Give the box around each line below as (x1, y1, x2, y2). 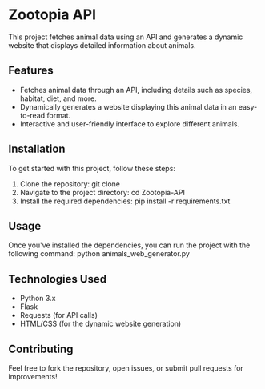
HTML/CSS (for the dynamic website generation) (19, 319, 182, 329)
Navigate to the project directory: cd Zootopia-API (19, 187, 186, 197)
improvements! (8, 372, 58, 381)
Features (8, 64, 54, 78)
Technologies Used (8, 272, 106, 286)
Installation (8, 142, 66, 156)
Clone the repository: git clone (19, 178, 120, 189)
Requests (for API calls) (19, 311, 98, 320)
